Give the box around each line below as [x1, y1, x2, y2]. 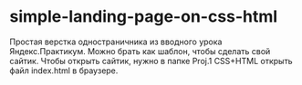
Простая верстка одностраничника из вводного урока [9, 36, 223, 47]
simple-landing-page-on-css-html [9, 6, 278, 27]
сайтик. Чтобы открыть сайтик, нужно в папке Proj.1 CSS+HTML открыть [9, 55, 294, 66]
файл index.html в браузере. [9, 65, 119, 76]
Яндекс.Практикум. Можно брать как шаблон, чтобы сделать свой [9, 45, 271, 56]
